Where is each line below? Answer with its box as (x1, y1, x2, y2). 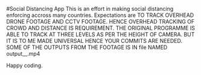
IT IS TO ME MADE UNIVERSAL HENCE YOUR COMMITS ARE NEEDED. (6, 37, 183, 44)
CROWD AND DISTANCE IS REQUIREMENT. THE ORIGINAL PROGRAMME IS (6, 24, 195, 31)
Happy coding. (6, 62, 43, 69)
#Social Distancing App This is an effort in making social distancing (6, 5, 174, 12)
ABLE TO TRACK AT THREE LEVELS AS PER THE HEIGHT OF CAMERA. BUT (6, 31, 195, 38)
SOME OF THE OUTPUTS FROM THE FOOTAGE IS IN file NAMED (6, 44, 168, 51)
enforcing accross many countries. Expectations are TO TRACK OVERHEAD (6, 11, 194, 19)
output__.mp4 (6, 50, 40, 57)
